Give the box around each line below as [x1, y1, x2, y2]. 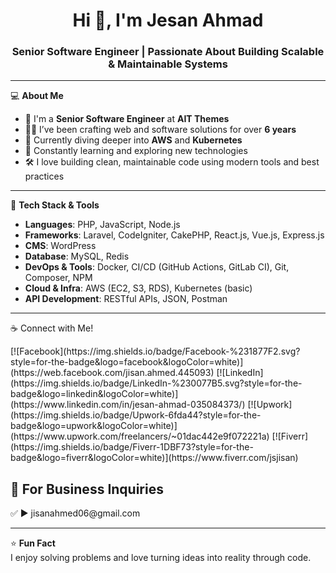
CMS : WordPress [24, 240, 97, 252]
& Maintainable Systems [108, 57, 228, 71]
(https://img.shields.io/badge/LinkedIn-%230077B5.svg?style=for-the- [10, 377, 303, 389]
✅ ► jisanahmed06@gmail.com [10, 507, 141, 519]
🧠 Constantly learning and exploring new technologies [24, 145, 248, 157]
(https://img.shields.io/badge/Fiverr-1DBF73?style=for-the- [10, 441, 254, 453]
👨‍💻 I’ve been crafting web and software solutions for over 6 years [24, 124, 297, 136]
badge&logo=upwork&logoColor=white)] [10, 420, 178, 432]
